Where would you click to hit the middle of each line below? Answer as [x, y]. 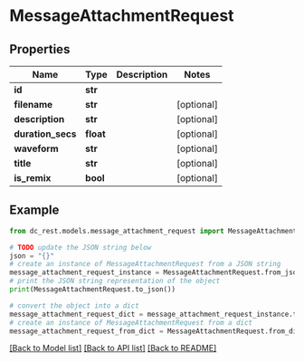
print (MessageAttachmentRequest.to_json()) [93, 290]
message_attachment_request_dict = [76, 314]
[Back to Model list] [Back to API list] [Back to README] [113, 348]
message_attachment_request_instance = [85, 272]
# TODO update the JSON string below [81, 247]
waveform [36, 148]
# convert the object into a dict [75, 305]
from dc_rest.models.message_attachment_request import [117, 231]
